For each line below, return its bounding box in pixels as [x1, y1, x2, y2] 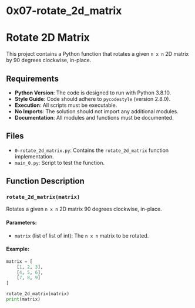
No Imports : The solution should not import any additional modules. [14, 107, 179, 115]
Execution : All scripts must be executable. [14, 101, 117, 109]
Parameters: [6, 219, 37, 226]
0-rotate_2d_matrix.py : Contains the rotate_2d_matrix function [14, 147, 169, 154]
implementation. [14, 153, 54, 160]
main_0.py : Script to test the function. [14, 159, 105, 166]
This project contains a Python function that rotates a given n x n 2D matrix [6, 50, 189, 57]
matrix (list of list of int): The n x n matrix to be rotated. [14, 232, 149, 239]
